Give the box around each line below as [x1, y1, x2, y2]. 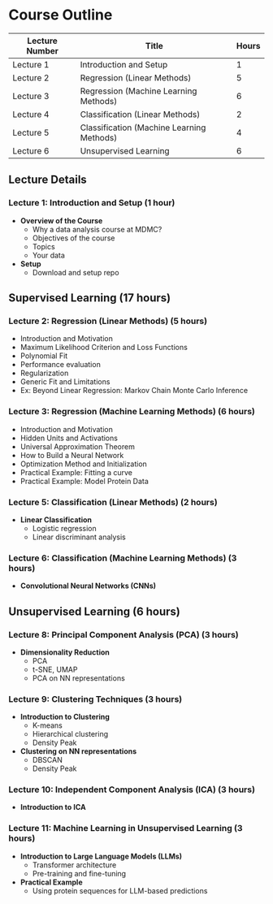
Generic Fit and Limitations [19, 377, 110, 387]
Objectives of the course [32, 233, 115, 243]
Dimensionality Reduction [19, 647, 110, 657]
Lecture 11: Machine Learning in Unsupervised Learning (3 [8, 823, 243, 834]
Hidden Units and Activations [19, 433, 118, 443]
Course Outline [8, 6, 113, 24]
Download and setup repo [32, 267, 119, 277]
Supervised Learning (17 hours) [8, 291, 171, 305]
